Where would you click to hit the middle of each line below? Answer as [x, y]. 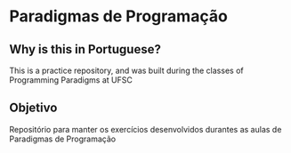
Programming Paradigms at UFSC [71, 80]
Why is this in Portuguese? [85, 49]
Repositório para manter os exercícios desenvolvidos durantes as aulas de [145, 129]
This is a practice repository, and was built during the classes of [126, 70]
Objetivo [33, 108]
